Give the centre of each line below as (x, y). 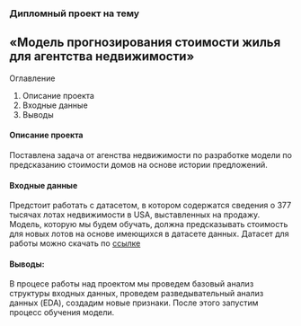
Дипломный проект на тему (74, 13)
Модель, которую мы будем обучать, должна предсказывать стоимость (149, 225)
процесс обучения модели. (62, 313)
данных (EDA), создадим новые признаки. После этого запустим (134, 303)
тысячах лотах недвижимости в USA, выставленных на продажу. (135, 215)
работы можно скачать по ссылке (75, 243)
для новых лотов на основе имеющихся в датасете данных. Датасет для (149, 234)
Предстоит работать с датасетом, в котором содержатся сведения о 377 (150, 206)
